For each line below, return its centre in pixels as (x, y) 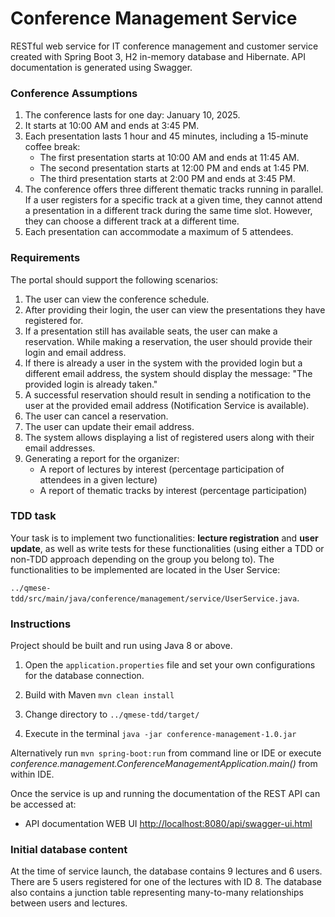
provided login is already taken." (91, 384)
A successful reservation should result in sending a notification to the (168, 394)
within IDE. (32, 774)
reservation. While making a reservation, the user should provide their (168, 341)
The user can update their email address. (109, 426)
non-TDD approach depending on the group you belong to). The (142, 559)
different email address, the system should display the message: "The (168, 373)
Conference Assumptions (74, 93)
